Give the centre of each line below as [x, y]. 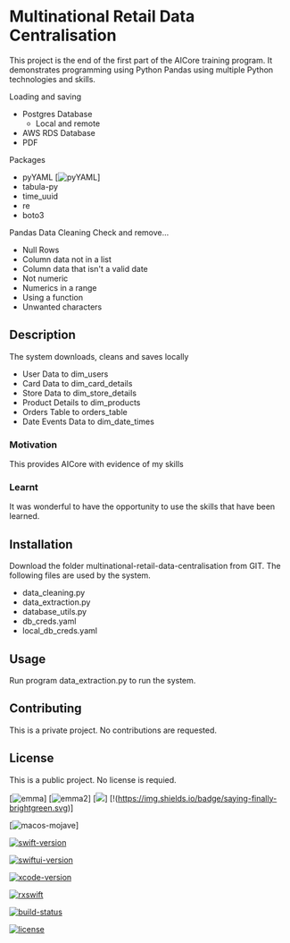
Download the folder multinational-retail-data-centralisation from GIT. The [145, 566]
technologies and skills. [53, 79]
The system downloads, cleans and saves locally [99, 356]
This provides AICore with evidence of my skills [97, 464]
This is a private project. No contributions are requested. [113, 730]
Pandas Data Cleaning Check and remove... [89, 232]
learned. [25, 516]
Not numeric [45, 278]
